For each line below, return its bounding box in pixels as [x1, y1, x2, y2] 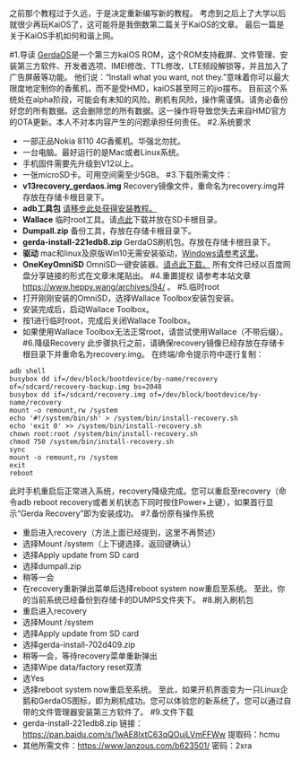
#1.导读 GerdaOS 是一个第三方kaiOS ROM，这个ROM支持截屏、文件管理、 [9, 49, 280, 60]
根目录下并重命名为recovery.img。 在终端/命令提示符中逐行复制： [21, 349, 264, 359]
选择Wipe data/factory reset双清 [21, 662, 141, 672]
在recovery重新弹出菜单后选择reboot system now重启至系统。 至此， [21, 583, 278, 594]
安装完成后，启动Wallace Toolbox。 [21, 304, 154, 314]
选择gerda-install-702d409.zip [21, 640, 136, 650]
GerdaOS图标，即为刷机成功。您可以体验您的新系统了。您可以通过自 [38, 695, 292, 706]
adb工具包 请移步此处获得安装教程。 [21, 203, 158, 214]
